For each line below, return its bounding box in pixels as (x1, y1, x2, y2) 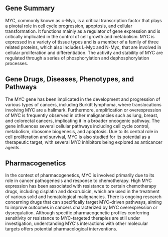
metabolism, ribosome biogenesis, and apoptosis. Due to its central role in (5, 128, 158, 134)
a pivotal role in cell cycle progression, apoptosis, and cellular (5, 23, 133, 29)
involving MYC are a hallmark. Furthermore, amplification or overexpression (5, 107, 161, 113)
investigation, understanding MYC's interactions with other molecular (5, 220, 148, 226)
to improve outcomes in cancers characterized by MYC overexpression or (5, 204, 158, 211)
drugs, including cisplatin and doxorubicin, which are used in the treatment (5, 189, 159, 195)
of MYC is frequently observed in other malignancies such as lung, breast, (5, 112, 159, 118)
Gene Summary (5, 4, 55, 13)
